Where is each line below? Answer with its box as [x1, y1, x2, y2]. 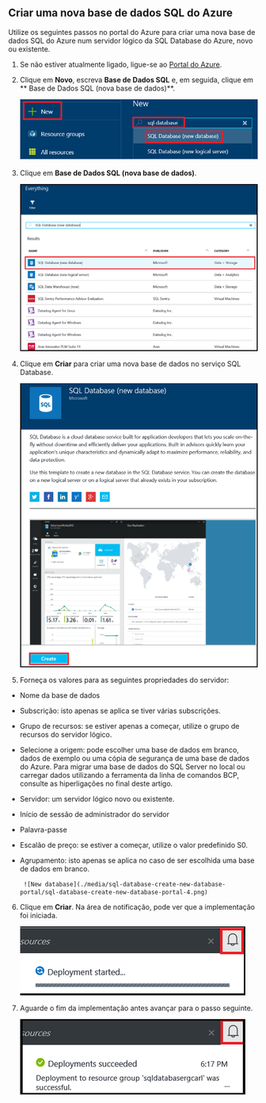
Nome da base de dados [19, 691, 101, 700]
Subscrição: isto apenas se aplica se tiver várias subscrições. [19, 706, 221, 716]
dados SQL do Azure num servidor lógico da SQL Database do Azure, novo [8, 36, 253, 45]
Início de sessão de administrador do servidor [19, 810, 170, 819]
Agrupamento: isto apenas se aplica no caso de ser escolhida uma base [19, 856, 255, 865]
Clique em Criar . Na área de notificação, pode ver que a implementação [19, 902, 256, 912]
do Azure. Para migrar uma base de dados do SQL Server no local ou [19, 762, 245, 772]
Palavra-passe [19, 825, 67, 835]
